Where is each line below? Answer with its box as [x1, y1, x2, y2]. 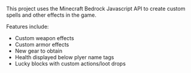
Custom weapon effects [14, 35, 74, 41]
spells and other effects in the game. [6, 11, 97, 19]
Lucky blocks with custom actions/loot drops [14, 60, 126, 67]
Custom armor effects [14, 41, 69, 48]
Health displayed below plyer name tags [14, 54, 114, 60]
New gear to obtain [14, 47, 63, 54]
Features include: [6, 23, 49, 30]
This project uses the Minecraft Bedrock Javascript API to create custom [6, 5, 186, 12]
